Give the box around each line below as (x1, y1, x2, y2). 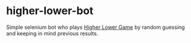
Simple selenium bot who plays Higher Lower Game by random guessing (6, 24, 185, 31)
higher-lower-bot (6, 4, 94, 18)
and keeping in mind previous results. (6, 29, 98, 37)
